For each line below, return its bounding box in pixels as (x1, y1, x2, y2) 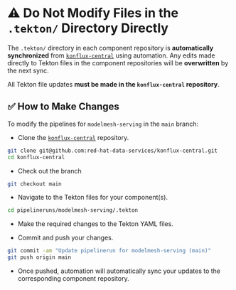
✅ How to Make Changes (7, 101, 119, 113)
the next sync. (7, 66, 50, 75)
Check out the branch (17, 166, 82, 175)
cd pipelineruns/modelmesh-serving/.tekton (7, 207, 139, 214)
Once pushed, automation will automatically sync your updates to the (17, 267, 221, 275)
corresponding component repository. (17, 274, 129, 282)
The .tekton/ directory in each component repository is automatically (7, 43, 214, 52)
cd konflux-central (7, 154, 65, 161)
